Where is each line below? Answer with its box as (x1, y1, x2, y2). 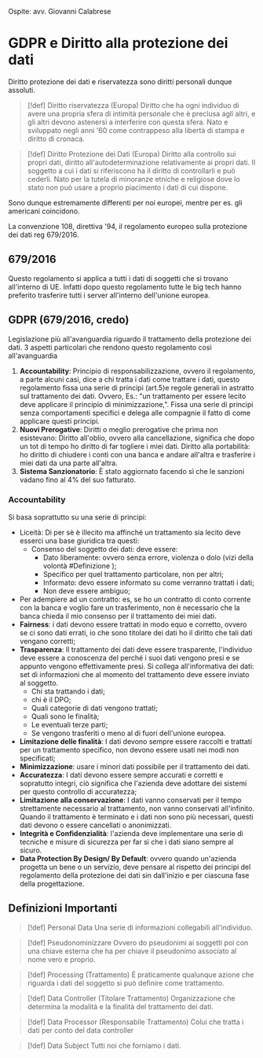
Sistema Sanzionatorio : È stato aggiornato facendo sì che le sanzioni (19, 466, 245, 475)
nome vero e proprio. (27, 954, 96, 964)
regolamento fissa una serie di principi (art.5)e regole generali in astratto (19, 383, 254, 392)
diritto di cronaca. (27, 134, 85, 143)
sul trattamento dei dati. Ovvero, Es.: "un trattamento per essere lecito (19, 391, 247, 401)
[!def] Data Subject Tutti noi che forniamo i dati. (27, 1041, 181, 1050)
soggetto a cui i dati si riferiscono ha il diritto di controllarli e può (27, 165, 236, 176)
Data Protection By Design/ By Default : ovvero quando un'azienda (19, 853, 237, 863)
